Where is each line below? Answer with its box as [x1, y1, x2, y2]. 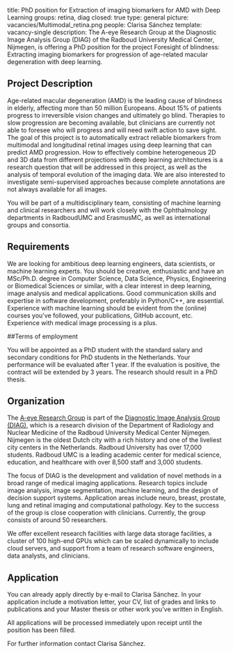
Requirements [7, 241, 70, 253]
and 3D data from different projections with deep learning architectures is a [7, 155, 223, 164]
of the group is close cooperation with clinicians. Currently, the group [7, 508, 207, 517]
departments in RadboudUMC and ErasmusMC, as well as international [7, 213, 211, 221]
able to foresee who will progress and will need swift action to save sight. [7, 125, 217, 134]
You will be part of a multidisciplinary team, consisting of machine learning [7, 198, 221, 207]
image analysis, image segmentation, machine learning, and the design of [7, 487, 218, 495]
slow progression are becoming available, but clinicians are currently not [7, 118, 216, 127]
